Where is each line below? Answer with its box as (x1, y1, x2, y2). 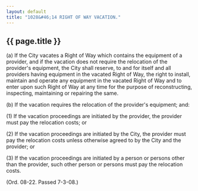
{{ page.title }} (6, 36, 61, 46)
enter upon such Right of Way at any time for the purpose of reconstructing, (6, 84, 192, 91)
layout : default (6, 8, 46, 15)
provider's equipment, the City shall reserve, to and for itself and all (6, 65, 171, 72)
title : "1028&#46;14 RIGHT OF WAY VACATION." (6, 14, 121, 20)
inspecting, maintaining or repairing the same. (6, 90, 119, 97)
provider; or (6, 143, 35, 150)
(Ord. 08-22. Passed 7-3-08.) (6, 179, 78, 186)
